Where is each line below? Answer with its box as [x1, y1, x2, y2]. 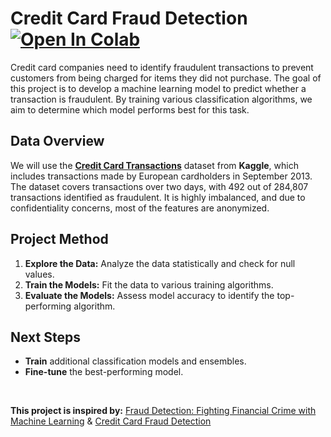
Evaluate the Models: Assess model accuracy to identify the [24, 289, 275, 301]
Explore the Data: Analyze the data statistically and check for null [24, 257, 296, 269]
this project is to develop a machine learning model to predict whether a [10, 82, 307, 94]
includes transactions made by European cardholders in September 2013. [10, 170, 313, 182]
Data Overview [10, 133, 105, 150]
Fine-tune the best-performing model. [24, 366, 184, 378]
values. [24, 268, 55, 280]
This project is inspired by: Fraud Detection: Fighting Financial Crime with [10, 405, 317, 417]
